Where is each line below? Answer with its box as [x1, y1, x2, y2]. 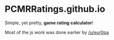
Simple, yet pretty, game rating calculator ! [5, 20, 94, 26]
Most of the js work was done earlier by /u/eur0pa [5, 29, 109, 35]
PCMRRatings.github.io [5, 3, 105, 15]
